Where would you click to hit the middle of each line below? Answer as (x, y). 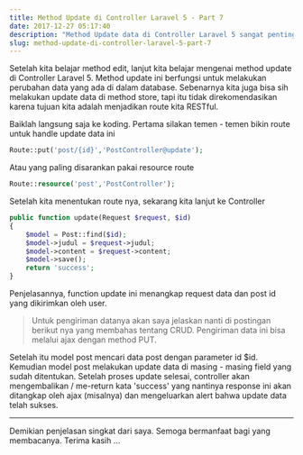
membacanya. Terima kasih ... (65, 441)
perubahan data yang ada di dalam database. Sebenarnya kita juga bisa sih (149, 87)
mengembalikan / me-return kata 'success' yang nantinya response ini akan (150, 386)
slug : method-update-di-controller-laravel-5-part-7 (110, 43)
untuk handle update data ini (62, 134)
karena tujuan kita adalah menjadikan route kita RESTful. (114, 107)
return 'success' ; (60, 268)
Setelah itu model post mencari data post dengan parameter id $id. (134, 357)
